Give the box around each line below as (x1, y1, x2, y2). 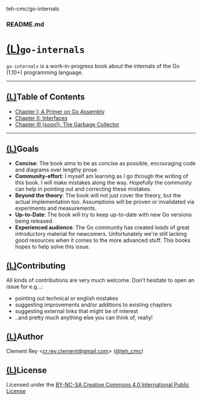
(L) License (6, 365, 47, 375)
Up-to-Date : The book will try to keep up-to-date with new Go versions (14, 211, 192, 218)
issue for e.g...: (6, 283, 43, 290)
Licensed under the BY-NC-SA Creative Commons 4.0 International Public (6, 381, 189, 388)
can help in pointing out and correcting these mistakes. (14, 185, 152, 192)
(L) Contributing (6, 261, 66, 271)
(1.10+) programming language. (6, 69, 83, 76)
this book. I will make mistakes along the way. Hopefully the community (14, 179, 192, 186)
